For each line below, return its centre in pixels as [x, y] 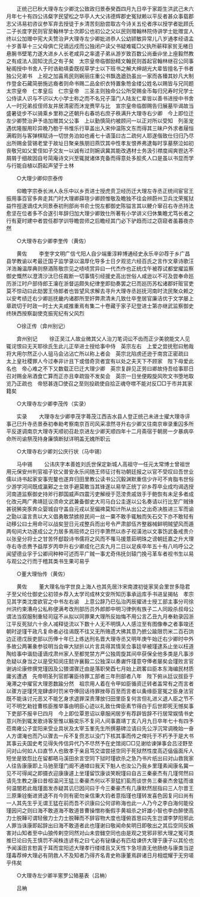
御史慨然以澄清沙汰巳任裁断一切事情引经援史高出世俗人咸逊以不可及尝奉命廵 [100, 276]
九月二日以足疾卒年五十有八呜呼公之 [149, 546]
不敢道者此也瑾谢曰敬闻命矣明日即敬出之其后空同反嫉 [129, 825]
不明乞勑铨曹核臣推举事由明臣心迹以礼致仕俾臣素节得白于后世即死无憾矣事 [102, 706]
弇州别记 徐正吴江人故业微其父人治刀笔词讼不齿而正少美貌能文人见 [103, 339]
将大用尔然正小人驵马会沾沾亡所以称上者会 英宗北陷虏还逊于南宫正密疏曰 [97, 354]
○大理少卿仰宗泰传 [40, 178]
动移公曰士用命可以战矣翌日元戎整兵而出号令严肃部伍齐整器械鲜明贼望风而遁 [100, 524]
